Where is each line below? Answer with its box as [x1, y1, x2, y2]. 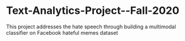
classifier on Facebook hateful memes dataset [6, 29, 118, 36]
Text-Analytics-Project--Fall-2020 [6, 4, 180, 17]
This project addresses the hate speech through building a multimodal [6, 23, 176, 30]
